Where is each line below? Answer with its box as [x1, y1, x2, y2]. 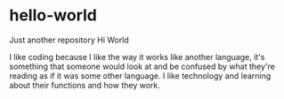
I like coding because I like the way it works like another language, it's [9, 51, 265, 62]
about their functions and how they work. [9, 80, 160, 90]
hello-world [9, 5, 98, 26]
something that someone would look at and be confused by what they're [9, 61, 276, 72]
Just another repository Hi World [9, 34, 129, 45]
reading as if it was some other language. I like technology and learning [9, 70, 272, 80]
